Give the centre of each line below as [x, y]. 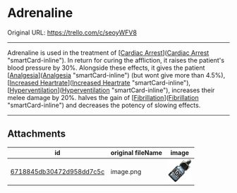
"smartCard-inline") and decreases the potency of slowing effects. [104, 105]
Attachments [37, 134]
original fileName [136, 153]
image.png [126, 171]
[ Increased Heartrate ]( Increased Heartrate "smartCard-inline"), [99, 82]
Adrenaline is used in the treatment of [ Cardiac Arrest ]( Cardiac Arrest [108, 52]
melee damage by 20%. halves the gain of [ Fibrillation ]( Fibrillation [103, 97]
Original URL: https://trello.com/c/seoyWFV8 [72, 32]
